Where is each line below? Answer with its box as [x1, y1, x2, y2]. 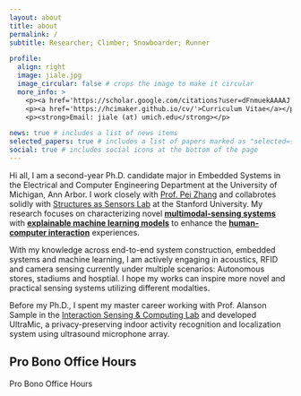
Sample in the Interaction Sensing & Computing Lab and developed [9, 309, 257, 320]
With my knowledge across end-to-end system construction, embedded [9, 244, 276, 255]
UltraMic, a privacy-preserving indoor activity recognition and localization [9, 319, 281, 330]
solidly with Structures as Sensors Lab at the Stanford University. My [9, 198, 263, 209]
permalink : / [9, 30, 58, 39]
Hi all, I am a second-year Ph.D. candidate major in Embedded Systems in [9, 169, 281, 180]
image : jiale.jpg [17, 71, 82, 81]
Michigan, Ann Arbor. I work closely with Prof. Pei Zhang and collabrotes [9, 189, 277, 200]
